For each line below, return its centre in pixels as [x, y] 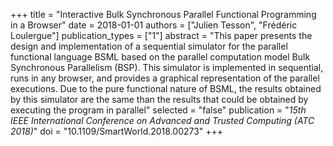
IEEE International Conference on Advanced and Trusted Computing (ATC [162, 120]
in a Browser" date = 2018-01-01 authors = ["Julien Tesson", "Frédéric [154, 25]
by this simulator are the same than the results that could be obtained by [159, 99]
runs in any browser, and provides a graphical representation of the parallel [165, 78]
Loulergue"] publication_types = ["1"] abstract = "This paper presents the [161, 35]
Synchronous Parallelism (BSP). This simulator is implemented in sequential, [167, 67]
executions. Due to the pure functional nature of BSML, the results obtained [166, 88]
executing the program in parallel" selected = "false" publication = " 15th [158, 110]
